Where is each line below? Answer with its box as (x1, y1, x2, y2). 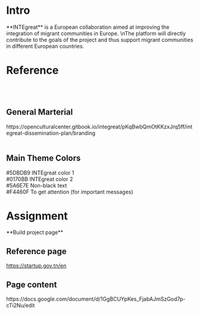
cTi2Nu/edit (6, 302, 35, 309)
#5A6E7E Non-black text (6, 182, 68, 189)
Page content (6, 279, 57, 289)
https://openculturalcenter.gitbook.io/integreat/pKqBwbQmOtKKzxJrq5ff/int (6, 123, 193, 130)
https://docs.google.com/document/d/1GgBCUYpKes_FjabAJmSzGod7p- (6, 295, 186, 303)
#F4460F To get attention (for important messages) (6, 188, 133, 195)
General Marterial (6, 107, 73, 117)
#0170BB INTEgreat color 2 (6, 175, 74, 183)
